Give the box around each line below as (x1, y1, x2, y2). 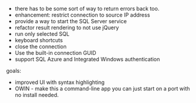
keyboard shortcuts (14, 37, 63, 43)
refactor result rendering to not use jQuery (14, 24, 119, 31)
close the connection (14, 43, 67, 50)
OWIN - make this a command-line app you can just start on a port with (14, 85, 191, 92)
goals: (6, 67, 21, 74)
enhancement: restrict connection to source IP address (14, 11, 150, 18)
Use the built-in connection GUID (14, 49, 97, 56)
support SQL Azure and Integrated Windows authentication (14, 56, 160, 63)
